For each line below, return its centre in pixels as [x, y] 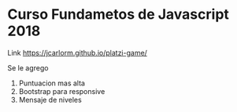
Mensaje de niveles [50, 99]
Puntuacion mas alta [52, 83]
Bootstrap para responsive [62, 91]
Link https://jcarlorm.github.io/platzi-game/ [77, 52]
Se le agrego [28, 67]
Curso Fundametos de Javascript [119, 14]
